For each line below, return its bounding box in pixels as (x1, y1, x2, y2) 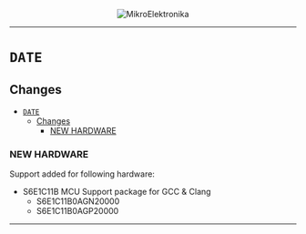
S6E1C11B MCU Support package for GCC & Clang (22, 187, 211, 198)
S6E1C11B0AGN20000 (36, 196, 120, 207)
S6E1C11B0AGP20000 (36, 206, 119, 217)
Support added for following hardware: (9, 168, 155, 179)
